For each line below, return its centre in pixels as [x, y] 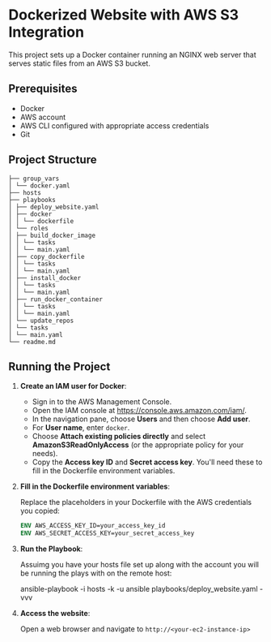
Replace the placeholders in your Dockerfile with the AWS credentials [136, 502]
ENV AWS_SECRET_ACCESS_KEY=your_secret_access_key [107, 533]
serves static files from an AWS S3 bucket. [80, 63]
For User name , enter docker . [81, 428]
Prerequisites [43, 89]
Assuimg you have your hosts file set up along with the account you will [139, 565]
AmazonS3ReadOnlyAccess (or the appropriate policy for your [138, 445]
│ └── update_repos [41, 321]
